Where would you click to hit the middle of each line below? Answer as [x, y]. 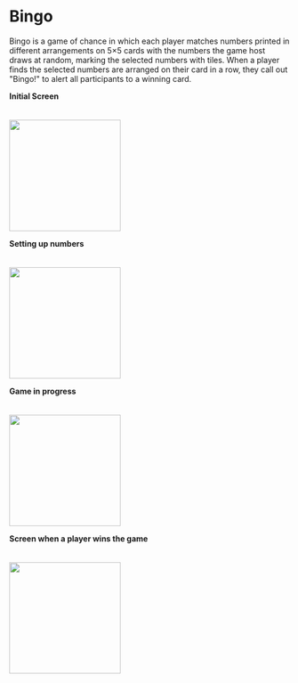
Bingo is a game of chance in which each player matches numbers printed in [149, 41]
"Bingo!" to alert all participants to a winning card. [101, 78]
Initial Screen [34, 96]
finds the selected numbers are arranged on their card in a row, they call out [149, 69]
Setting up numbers [47, 243]
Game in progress [43, 391]
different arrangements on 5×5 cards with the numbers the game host [137, 50]
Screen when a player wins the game [79, 538]
